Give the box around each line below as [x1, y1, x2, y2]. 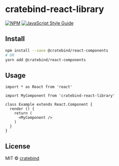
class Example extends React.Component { [5, 102, 93, 107]
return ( [14, 111, 32, 116]
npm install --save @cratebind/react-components [5, 48, 108, 53]
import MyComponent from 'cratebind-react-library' [5, 93, 115, 98]
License [5, 142, 30, 150]
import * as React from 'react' [5, 84, 72, 90]
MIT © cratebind [5, 155, 39, 161]
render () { [9, 106, 35, 111]
